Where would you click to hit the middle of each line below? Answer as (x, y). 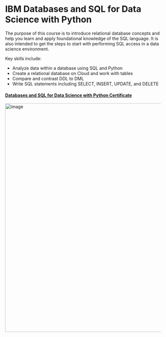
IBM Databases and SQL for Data (73, 9)
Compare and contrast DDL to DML (48, 78)
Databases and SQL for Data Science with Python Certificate (69, 95)
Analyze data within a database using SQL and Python (67, 68)
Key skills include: (23, 58)
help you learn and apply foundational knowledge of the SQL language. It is (82, 38)
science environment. (27, 49)
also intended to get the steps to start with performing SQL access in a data (82, 43)
